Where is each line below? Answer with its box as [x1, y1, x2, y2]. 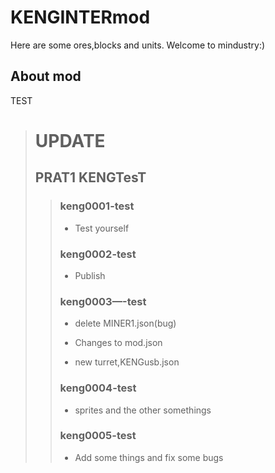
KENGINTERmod [10, 6, 151, 29]
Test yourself [74, 222, 130, 234]
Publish [74, 269, 106, 281]
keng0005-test [59, 429, 137, 443]
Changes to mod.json [74, 337, 163, 349]
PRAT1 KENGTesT [34, 169, 147, 186]
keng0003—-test [59, 294, 147, 308]
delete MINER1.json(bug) [74, 317, 177, 330]
